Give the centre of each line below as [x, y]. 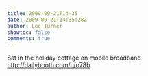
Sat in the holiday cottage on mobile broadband [74, 58]
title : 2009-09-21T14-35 [42, 13]
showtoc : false [29, 32]
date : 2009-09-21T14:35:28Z [47, 20]
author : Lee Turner [35, 26]
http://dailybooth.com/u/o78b [49, 65]
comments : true [29, 39]
